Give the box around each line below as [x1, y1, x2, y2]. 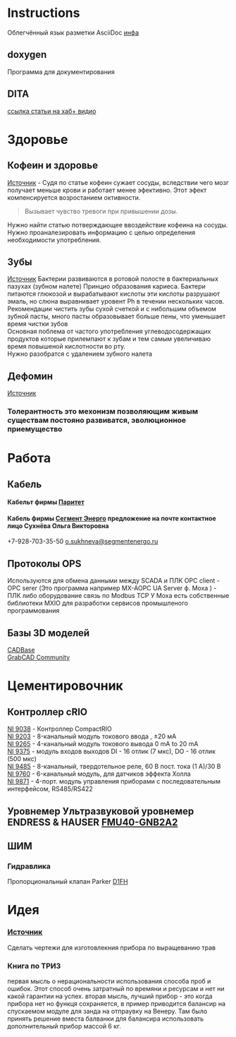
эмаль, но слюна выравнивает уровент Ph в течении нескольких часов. [7, 297, 225, 306]
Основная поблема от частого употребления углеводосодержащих [7, 327, 211, 336]
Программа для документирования [7, 67, 115, 76]
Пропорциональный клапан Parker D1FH [7, 877, 128, 886]
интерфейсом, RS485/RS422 [7, 785, 93, 793]
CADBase [7, 646, 35, 654]
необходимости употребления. [7, 235, 101, 244]
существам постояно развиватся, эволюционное [7, 415, 187, 425]
